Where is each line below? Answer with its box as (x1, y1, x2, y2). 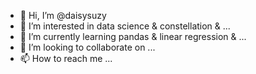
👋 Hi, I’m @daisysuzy (19, 10, 107, 21)
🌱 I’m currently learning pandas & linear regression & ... (19, 31, 247, 42)
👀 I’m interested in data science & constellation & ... (19, 20, 231, 32)
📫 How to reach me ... (19, 53, 113, 64)
